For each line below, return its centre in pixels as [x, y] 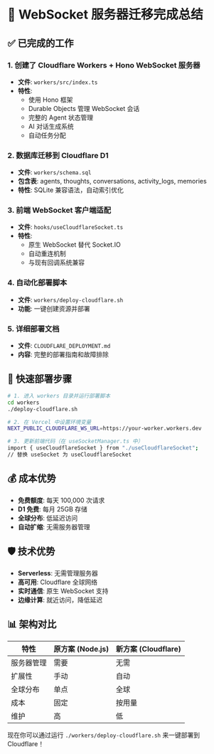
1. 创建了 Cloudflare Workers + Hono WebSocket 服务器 [104, 65]
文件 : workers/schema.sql [54, 172]
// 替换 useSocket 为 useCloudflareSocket [70, 455]
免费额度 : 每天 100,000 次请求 [61, 500]
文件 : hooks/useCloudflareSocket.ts [70, 227]
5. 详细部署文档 [33, 329]
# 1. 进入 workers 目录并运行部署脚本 [59, 395]
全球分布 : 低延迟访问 [48, 518]
